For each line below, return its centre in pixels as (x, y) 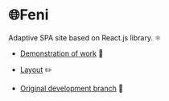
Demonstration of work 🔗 (62, 53)
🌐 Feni (29, 15)
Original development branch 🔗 (71, 88)
